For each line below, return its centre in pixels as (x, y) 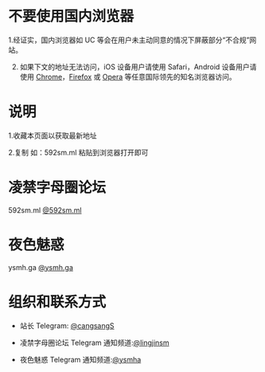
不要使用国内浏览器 (71, 16)
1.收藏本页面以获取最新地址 (53, 135)
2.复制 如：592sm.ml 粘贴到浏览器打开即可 (78, 152)
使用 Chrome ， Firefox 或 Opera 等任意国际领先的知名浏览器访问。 (128, 76)
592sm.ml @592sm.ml (45, 210)
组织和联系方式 (57, 302)
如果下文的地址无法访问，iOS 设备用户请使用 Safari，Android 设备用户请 (138, 67)
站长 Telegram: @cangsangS (67, 325)
